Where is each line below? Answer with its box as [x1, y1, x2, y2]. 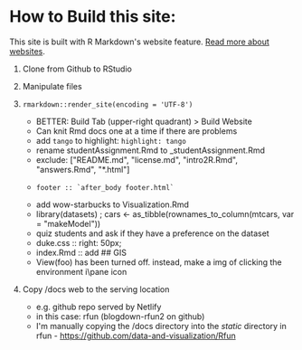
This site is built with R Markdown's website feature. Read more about [9, 36, 269, 47]
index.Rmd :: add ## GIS [35, 247, 127, 258]
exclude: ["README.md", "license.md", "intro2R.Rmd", [35, 154, 238, 165]
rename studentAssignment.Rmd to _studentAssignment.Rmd [35, 145, 265, 156]
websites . [9, 45, 45, 56]
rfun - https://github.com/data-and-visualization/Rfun [35, 330, 237, 341]
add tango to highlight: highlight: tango [35, 135, 187, 146]
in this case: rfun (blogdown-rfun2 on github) [35, 310, 205, 322]
